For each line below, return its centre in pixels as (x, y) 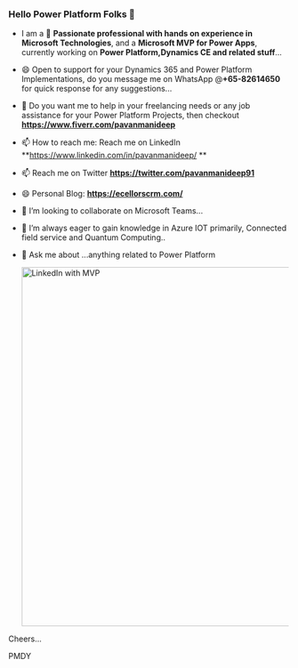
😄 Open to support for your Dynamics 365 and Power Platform (137, 69)
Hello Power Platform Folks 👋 (72, 14)
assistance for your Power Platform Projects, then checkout (130, 116)
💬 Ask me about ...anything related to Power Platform (118, 255)
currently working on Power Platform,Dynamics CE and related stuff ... (151, 52)
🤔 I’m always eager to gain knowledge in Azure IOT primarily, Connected (154, 228)
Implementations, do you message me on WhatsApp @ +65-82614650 (151, 79)
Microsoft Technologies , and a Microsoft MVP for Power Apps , (139, 43)
